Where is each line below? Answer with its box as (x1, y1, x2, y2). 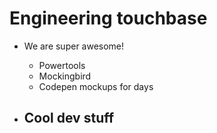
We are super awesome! (23, 40, 125, 52)
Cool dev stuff (23, 110, 115, 127)
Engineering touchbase (9, 7, 208, 30)
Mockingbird (38, 70, 92, 82)
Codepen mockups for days (38, 80, 154, 92)
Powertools (38, 59, 86, 71)
